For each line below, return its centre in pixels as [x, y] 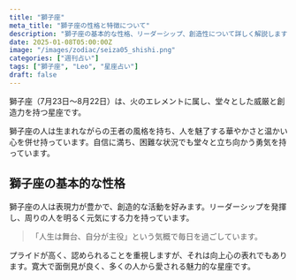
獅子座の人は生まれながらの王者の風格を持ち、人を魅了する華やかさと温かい [148, 131]
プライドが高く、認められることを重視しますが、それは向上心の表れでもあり [148, 255]
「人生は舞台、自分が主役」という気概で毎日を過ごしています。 [146, 236]
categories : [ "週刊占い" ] [54, 58]
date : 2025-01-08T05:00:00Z [61, 42]
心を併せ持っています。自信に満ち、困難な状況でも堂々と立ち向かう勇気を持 [148, 141]
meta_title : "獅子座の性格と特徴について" [80, 26]
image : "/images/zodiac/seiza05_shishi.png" [92, 50]
